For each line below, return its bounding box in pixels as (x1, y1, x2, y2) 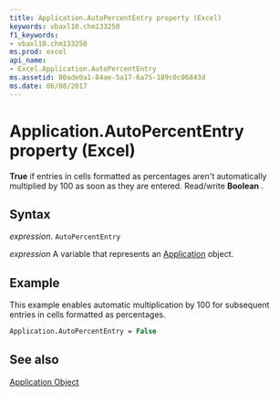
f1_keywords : (9, 30, 59, 39)
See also (9, 352, 59, 368)
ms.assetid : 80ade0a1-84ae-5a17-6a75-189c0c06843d (9, 73, 206, 82)
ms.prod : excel (9, 48, 67, 57)
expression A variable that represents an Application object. (9, 249, 234, 260)
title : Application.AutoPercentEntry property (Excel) (9, 13, 222, 23)
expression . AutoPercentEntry (9, 230, 121, 242)
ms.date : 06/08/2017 (9, 81, 88, 91)
